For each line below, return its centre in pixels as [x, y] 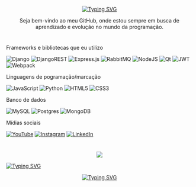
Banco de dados [26, 100]
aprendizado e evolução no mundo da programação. [99, 27]
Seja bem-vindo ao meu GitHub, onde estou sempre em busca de [99, 20]
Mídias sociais [24, 123]
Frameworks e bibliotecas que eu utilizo [55, 48]
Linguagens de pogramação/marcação [54, 77]
